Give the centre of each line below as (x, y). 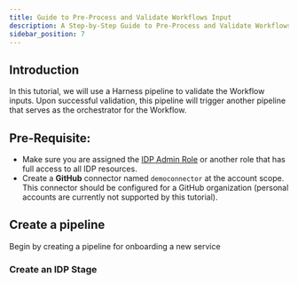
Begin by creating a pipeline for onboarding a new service (115, 246)
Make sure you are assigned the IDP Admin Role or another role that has (153, 159)
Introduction (44, 70)
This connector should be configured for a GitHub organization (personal (155, 188)
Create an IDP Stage (53, 269)
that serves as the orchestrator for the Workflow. (98, 110)
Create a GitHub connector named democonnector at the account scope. (153, 178)
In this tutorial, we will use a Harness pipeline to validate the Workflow (137, 91)
